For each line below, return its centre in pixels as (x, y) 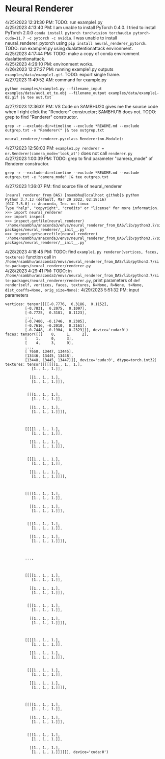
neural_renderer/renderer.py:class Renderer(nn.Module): (65, 139)
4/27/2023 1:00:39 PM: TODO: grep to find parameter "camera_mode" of (79, 158)
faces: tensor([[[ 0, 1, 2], (47, 334)
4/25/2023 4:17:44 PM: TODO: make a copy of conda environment (72, 53)
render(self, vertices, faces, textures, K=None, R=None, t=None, (74, 285)
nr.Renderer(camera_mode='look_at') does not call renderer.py (69, 153)
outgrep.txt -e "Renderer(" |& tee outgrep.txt (55, 130)
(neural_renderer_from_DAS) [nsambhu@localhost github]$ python (72, 195)
